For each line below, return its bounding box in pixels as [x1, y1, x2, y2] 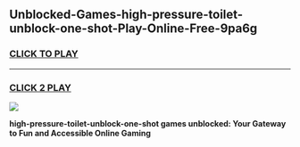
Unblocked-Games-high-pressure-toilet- [9, 7, 244, 22]
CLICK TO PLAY [9, 48, 79, 61]
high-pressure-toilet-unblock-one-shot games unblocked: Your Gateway [9, 118, 287, 128]
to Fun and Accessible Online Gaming [9, 127, 152, 138]
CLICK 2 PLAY [9, 81, 71, 94]
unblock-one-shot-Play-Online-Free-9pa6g [9, 21, 258, 37]
